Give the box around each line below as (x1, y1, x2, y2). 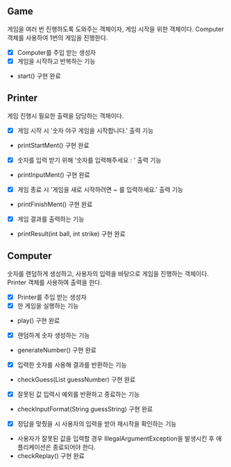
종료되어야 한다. (53, 443, 96, 452)
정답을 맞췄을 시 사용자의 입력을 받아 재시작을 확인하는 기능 (17, 420, 177, 428)
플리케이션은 (17, 443, 52, 452)
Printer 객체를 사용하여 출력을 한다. (7, 278, 103, 287)
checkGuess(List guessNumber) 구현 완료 (17, 375, 136, 384)
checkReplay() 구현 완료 (17, 452, 85, 460)
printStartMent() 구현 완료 (17, 141, 89, 149)
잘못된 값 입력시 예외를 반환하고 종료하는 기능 (17, 390, 140, 398)
